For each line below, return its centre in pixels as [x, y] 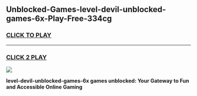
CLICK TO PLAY [29, 35]
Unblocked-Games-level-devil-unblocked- [86, 10]
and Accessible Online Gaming [44, 87]
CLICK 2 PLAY [26, 57]
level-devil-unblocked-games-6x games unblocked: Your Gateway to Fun [98, 80]
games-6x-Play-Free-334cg [59, 19]
